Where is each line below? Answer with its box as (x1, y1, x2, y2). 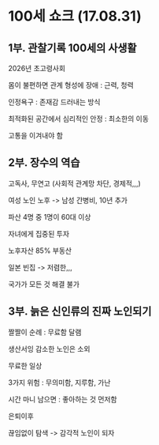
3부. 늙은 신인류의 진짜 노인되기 (8, 305, 152, 319)
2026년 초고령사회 (8, 64, 65, 73)
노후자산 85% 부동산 (8, 246, 72, 255)
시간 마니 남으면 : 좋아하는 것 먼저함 (8, 394, 117, 404)
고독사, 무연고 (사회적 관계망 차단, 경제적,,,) (8, 179, 142, 188)
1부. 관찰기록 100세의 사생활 (8, 41, 137, 55)
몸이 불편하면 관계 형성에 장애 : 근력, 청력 (8, 81, 134, 89)
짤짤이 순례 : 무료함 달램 (8, 327, 82, 337)
